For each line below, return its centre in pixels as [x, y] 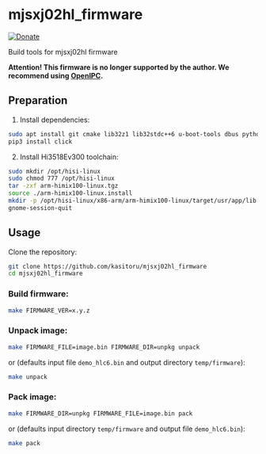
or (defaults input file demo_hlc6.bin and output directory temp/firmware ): [127, 362]
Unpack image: [38, 330]
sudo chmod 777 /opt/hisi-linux [61, 179]
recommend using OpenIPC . [56, 75]
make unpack [28, 377]
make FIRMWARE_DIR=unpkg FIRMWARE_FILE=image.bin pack [101, 414]
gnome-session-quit [40, 208]
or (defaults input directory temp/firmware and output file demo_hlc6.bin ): [127, 429]
